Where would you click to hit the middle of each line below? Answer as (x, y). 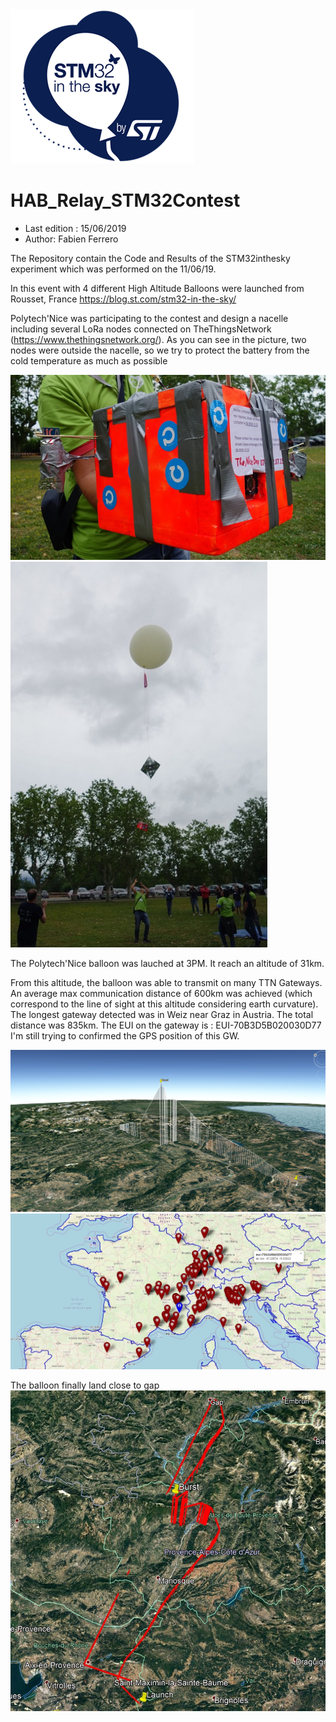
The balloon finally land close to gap (85, 1385)
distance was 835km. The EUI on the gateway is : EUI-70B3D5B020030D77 (166, 1025)
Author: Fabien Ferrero (71, 239)
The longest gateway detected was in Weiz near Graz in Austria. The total (162, 1015)
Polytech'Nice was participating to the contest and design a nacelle (149, 318)
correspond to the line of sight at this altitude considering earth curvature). (164, 1004)
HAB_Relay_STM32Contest (125, 200)
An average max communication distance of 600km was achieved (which (161, 994)
